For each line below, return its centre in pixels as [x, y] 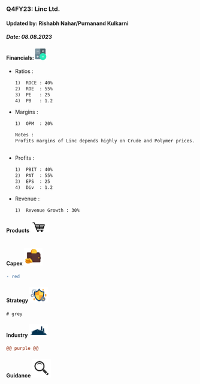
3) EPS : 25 [32, 182]
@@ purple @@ [22, 349]
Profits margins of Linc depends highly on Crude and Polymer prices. [105, 141]
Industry [17, 335]
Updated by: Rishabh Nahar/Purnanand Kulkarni [67, 23]
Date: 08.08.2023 [29, 37]
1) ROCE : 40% [34, 83]
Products [18, 230]
